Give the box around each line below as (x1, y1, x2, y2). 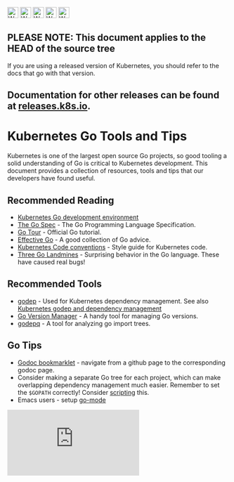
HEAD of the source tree (7, 43, 116, 55)
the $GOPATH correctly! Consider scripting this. (17, 388, 150, 396)
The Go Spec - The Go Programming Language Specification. (17, 220, 196, 228)
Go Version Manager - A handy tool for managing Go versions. (17, 311, 199, 320)
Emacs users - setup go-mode (17, 396, 107, 404)
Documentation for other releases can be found (7, 89, 220, 101)
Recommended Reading (7, 194, 115, 207)
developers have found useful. (7, 174, 96, 183)
